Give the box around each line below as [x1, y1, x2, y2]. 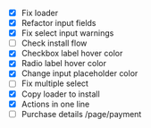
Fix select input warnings [21, 28, 114, 38]
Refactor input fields [21, 18, 96, 29]
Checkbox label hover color [21, 48, 123, 59]
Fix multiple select [21, 78, 88, 89]
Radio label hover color [21, 58, 107, 69]
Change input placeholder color [21, 68, 138, 79]
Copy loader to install [21, 89, 100, 99]
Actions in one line [21, 98, 90, 109]
